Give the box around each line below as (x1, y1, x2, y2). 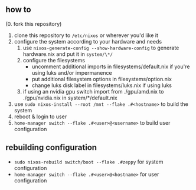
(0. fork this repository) (5, 20, 62, 27)
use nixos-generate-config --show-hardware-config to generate (22, 44, 179, 51)
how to (5, 5, 31, 15)
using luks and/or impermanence (31, 69, 113, 76)
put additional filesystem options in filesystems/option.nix (31, 75, 172, 82)
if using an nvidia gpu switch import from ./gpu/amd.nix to (22, 88, 164, 95)
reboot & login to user (14, 113, 67, 120)
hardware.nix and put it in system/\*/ (22, 50, 113, 58)
